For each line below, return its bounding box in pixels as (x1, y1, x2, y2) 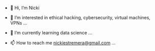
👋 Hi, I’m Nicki (10, 5, 40, 11)
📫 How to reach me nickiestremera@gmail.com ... (10, 40, 116, 45)
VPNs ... (10, 20, 27, 26)
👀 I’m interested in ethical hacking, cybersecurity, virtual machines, (10, 15, 151, 20)
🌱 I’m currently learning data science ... (10, 30, 92, 35)
